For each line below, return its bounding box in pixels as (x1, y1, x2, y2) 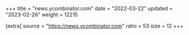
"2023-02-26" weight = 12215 (5, 11, 78, 18)
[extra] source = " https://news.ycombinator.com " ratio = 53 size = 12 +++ (5, 23, 184, 29)
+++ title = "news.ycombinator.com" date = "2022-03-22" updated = (5, 5, 173, 12)
